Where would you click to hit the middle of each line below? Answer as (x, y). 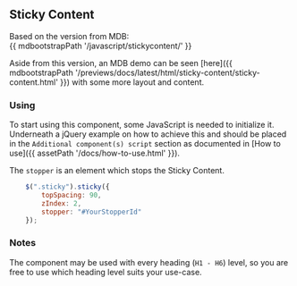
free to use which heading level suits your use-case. (106, 272)
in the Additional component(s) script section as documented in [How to (145, 144)
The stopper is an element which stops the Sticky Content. (117, 171)
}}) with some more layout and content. (132, 82)
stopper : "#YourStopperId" (92, 212)
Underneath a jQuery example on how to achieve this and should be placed (148, 134)
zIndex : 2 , (62, 203)
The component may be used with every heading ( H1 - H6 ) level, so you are (149, 262)
